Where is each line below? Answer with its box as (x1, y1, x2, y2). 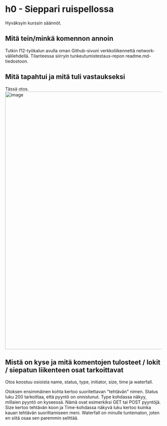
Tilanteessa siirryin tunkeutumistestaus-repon (30, 53, 125, 59)
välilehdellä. (5, 53, 30, 59)
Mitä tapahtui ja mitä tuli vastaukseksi (5, 73, 125, 81)
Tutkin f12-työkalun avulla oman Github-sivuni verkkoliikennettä (5, 47, 136, 53)
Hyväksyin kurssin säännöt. (5, 20, 62, 26)
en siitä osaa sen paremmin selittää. (5, 415, 79, 421)
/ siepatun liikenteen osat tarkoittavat (5, 366, 124, 374)
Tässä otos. (5, 86, 29, 92)
